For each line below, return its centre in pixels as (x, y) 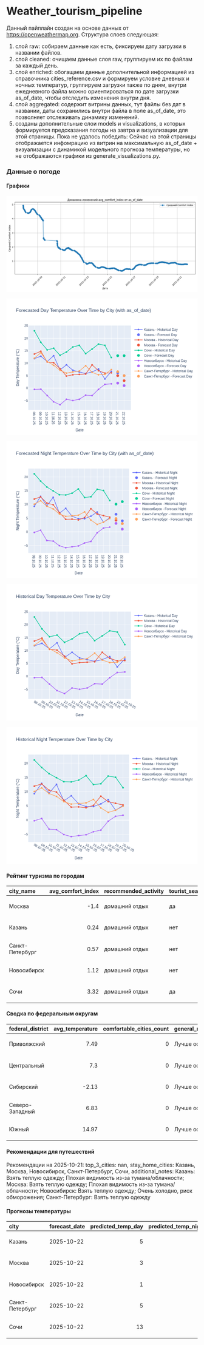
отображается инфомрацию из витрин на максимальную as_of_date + (106, 143)
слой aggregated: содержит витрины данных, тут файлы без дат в (100, 104)
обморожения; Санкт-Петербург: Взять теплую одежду (78, 1198)
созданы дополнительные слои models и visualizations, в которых (100, 123)
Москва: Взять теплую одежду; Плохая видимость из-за (80, 1184)
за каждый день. (37, 66)
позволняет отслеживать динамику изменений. (77, 117)
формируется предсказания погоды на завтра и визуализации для (101, 130)
